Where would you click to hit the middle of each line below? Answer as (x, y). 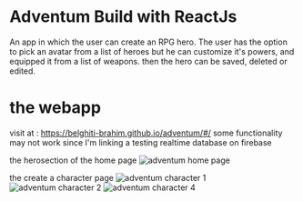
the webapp (56, 108)
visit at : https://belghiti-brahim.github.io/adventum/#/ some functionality (146, 133)
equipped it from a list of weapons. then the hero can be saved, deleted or (149, 61)
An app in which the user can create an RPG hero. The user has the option (149, 42)
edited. (23, 71)
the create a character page (61, 177)
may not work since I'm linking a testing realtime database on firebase (141, 142)
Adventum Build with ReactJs (123, 17)
